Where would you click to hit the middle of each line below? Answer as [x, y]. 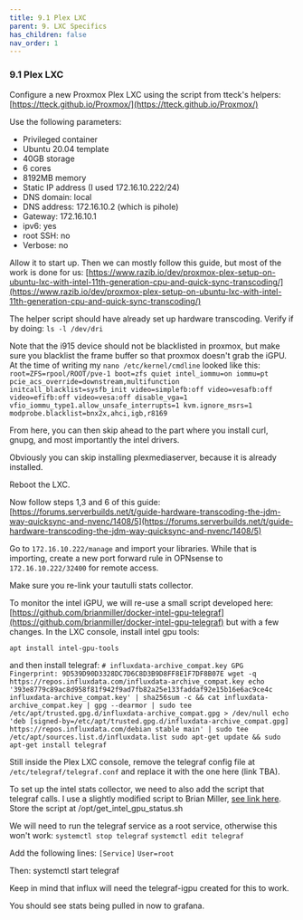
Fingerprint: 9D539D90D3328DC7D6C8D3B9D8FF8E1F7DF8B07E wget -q [133, 674]
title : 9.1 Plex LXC [48, 18]
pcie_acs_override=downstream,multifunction [95, 381]
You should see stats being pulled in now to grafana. [107, 906]
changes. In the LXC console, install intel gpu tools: [104, 631]
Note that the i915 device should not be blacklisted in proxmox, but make [145, 346]
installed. [26, 466]
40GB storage [48, 158]
